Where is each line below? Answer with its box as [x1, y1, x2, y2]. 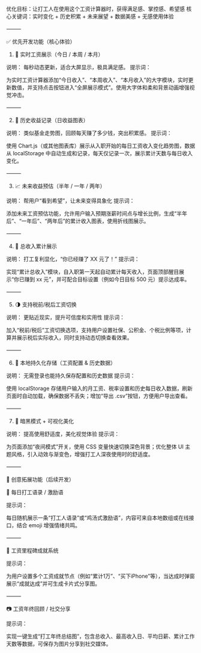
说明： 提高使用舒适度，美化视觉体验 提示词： [6, 430, 120, 438]
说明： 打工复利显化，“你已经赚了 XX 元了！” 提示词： [6, 255, 140, 262]
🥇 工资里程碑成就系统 [6, 547, 59, 554]
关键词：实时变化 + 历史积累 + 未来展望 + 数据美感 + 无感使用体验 [11, 13, 174, 20]
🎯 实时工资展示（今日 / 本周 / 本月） [14, 51, 104, 58]
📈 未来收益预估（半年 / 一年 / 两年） [14, 182, 106, 190]
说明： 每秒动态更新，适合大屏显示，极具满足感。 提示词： [6, 64, 151, 70]
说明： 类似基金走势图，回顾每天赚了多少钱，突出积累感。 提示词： [6, 129, 172, 137]
